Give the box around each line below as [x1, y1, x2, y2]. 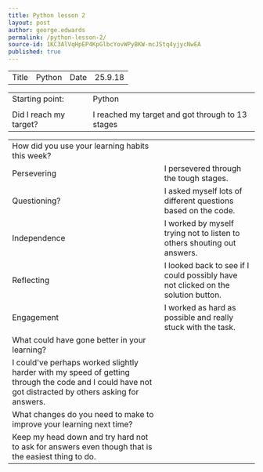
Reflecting [12, 275, 50, 285]
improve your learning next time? [12, 419, 133, 430]
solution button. [164, 289, 222, 300]
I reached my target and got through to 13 [92, 109, 247, 120]
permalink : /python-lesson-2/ [8, 33, 107, 42]
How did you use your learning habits [12, 140, 150, 151]
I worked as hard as [164, 303, 236, 313]
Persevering [12, 168, 57, 179]
